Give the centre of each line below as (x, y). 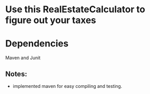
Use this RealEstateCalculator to (75, 9)
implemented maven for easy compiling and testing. (67, 86)
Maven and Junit (23, 58)
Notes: (16, 74)
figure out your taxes (51, 20)
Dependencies (37, 44)
